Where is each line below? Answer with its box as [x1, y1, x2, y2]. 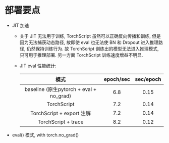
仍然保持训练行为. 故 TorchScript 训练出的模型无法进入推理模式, [26, 45, 159, 52]
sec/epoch [135, 75, 161, 82]
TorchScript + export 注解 [30, 110, 91, 117]
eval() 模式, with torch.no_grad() [12, 132, 79, 138]
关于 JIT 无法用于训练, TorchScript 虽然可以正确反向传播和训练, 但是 [19, 33, 161, 39]
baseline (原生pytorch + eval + [24, 85, 97, 92]
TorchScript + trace [37, 118, 84, 125]
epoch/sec [103, 75, 131, 82]
